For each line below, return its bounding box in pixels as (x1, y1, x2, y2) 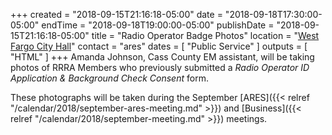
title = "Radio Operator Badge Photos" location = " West (91, 30, 320, 41)
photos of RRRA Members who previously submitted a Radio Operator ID (10, 62, 310, 73)
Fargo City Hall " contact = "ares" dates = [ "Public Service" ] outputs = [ (10, 40, 308, 52)
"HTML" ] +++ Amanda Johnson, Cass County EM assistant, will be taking (10, 51, 315, 63)
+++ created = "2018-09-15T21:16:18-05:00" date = (10, 9, 223, 20)
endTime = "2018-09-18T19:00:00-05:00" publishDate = (41, 19, 275, 31)
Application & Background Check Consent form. (10, 72, 209, 84)
